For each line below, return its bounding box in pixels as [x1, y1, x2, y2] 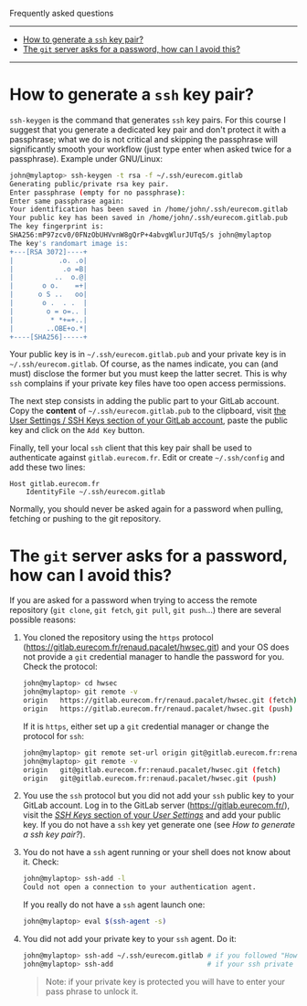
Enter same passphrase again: [9, 196, 125, 206]
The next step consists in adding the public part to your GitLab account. [9, 396, 280, 407]
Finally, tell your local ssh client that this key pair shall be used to [9, 442, 253, 453]
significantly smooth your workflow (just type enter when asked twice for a [9, 143, 292, 154]
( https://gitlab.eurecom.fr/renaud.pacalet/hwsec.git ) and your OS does [22, 641, 290, 652]
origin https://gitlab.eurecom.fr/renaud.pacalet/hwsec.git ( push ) [22, 704, 294, 714]
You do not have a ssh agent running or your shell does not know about [22, 847, 291, 858]
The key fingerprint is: [9, 222, 104, 231]
